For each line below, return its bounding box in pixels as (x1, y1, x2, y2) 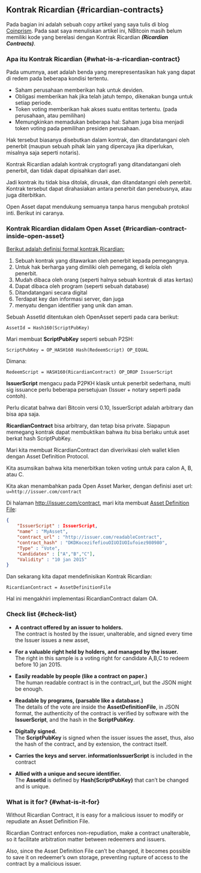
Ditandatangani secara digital (14, 289, 88, 296)
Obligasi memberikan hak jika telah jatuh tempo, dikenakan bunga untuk (14, 93, 193, 100)
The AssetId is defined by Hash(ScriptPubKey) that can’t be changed (14, 776, 189, 784)
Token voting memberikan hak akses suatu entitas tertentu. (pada (14, 106, 178, 113)
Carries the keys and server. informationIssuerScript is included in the (14, 752, 193, 759)
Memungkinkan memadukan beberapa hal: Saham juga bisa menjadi (14, 118, 184, 125)
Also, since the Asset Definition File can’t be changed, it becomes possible (6, 847, 191, 854)
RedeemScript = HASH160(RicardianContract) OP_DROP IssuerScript (6, 369, 173, 376)
